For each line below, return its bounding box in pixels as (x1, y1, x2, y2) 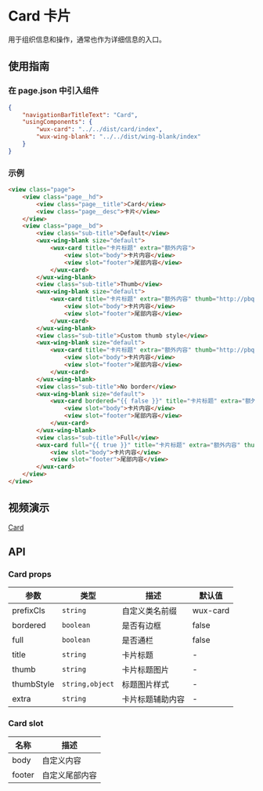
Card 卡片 (8, 7, 71, 25)
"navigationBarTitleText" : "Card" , (22, 111, 139, 118)
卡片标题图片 (121, 665, 170, 676)
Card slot (8, 718, 44, 729)
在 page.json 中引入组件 (8, 86, 99, 97)
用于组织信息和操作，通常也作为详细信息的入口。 (8, 35, 166, 44)
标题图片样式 (121, 680, 170, 691)
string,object (62, 680, 115, 689)
